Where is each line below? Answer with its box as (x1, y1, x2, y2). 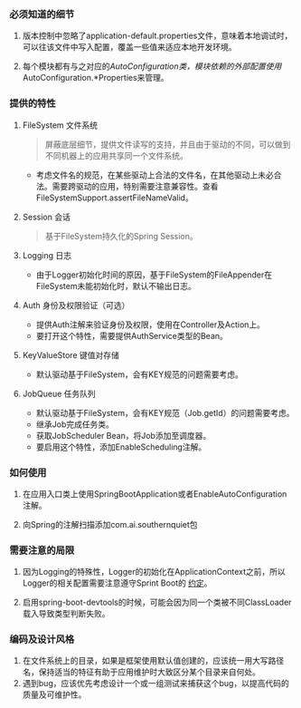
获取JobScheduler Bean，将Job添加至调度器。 (35, 430, 212, 441)
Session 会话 (22, 211, 71, 222)
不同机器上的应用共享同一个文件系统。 (44, 150, 188, 160)
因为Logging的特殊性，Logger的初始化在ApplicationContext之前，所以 (22, 567, 287, 577)
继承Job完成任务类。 (35, 419, 115, 430)
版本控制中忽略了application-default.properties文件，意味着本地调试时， (22, 30, 293, 42)
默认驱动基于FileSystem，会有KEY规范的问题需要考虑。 (35, 369, 244, 380)
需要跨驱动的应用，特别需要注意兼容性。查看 (52, 180, 219, 191)
